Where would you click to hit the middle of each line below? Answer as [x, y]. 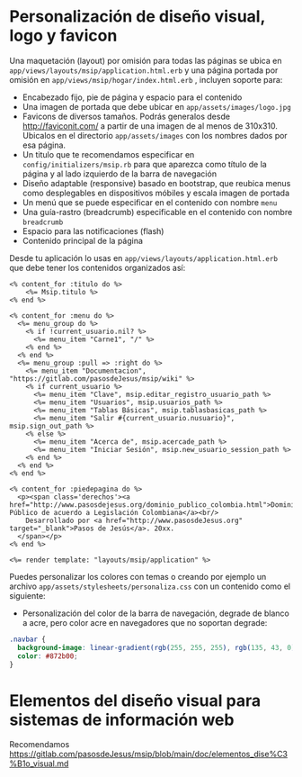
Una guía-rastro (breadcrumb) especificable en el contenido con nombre [157, 212]
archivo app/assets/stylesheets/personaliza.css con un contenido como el [150, 586]
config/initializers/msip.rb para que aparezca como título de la [144, 164]
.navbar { [28, 639]
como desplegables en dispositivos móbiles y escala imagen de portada [156, 193]
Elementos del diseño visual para [135, 700]
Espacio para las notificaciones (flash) [93, 230]
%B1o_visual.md [39, 763]
